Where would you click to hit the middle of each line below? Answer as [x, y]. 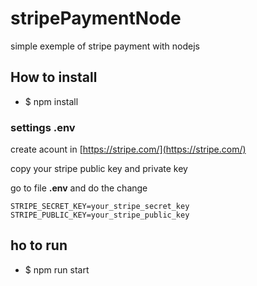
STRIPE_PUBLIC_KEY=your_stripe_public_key [100, 215]
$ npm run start [57, 269]
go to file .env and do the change [79, 188]
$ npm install [51, 101]
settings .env [43, 127]
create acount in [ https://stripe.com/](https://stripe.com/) [128, 149]
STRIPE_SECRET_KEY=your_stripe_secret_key [100, 207]
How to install [54, 77]
